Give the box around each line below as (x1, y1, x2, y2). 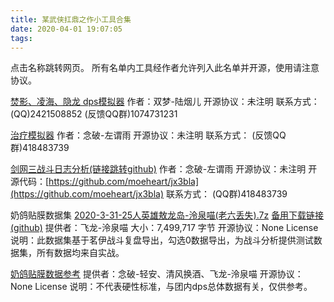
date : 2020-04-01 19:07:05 (10, 24, 123, 34)
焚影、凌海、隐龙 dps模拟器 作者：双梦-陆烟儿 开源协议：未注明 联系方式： (10, 96, 320, 108)
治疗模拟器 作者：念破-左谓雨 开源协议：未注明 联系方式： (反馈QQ (10, 129, 287, 141)
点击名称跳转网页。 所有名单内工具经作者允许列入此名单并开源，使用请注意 (10, 62, 320, 74)
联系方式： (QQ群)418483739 (165, 188, 288, 200)
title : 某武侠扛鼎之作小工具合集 (10, 14, 132, 25)
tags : (10, 33, 33, 43)
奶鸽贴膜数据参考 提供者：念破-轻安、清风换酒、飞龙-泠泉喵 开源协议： (10, 268, 304, 280)
